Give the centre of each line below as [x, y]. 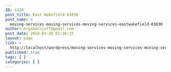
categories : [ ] [22, 62]
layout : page [19, 39]
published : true [22, 52]
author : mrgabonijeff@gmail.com [39, 29]
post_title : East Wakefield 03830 [42, 15]
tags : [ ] [16, 57]
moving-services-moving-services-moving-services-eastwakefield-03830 [86, 24]
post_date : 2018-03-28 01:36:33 [39, 33]
